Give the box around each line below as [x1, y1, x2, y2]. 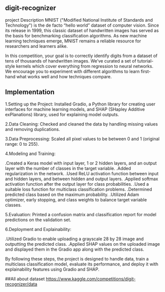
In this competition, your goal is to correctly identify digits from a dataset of [5, 53, 158, 59]
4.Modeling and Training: [5, 150, 55, 157]
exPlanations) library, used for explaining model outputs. [5, 111, 119, 117]
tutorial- [137, 58, 154, 64]
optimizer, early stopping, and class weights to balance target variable [5, 196, 147, 202]
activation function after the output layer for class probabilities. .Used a [5, 181, 149, 187]
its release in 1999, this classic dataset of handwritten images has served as [5, 27, 159, 33]
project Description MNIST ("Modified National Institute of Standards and [5, 17, 153, 23]
